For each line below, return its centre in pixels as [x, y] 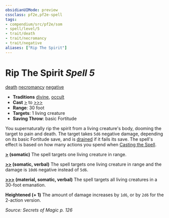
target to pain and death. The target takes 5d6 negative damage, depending [84, 134]
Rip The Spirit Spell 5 [50, 73]
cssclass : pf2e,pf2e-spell [34, 15]
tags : [11, 19]
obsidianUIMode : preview [32, 10]
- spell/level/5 [22, 29]
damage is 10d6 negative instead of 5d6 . [47, 169]
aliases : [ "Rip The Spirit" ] [36, 48]
